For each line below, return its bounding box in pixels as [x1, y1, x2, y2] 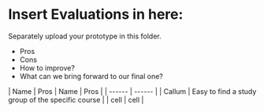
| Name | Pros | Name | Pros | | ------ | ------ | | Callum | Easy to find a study [8, 86, 257, 96]
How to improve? [19, 63, 75, 72]
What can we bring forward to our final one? [19, 71, 164, 81]
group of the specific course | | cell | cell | [8, 95, 144, 104]
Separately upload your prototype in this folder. [8, 31, 162, 41]
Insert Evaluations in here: [8, 5, 184, 23]
